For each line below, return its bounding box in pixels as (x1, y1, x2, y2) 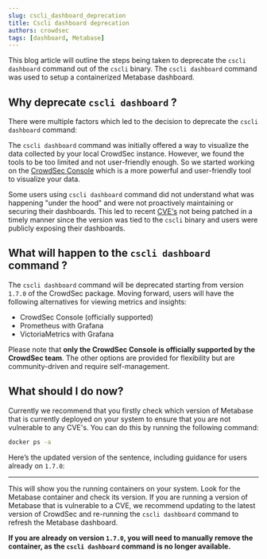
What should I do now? (8, 385, 124, 398)
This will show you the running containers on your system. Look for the (8, 483, 241, 493)
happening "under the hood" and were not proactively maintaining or (8, 198, 234, 208)
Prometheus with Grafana (19, 320, 104, 330)
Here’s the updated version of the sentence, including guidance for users (8, 452, 248, 462)
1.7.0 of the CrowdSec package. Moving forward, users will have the (8, 288, 234, 298)
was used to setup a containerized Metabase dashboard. (8, 72, 195, 82)
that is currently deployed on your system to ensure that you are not (8, 414, 231, 424)
